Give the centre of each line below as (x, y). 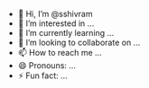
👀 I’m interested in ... (56, 23)
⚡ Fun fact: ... (42, 75)
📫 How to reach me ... (60, 53)
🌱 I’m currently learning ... (66, 33)
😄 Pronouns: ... (47, 66)
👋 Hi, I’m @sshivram (55, 14)
